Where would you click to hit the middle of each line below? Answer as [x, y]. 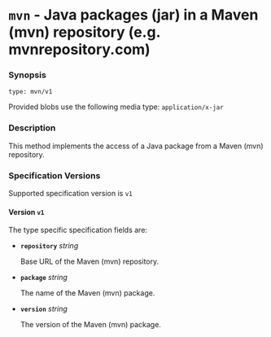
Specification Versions [55, 175]
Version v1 [26, 212]
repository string [49, 246]
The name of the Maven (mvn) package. [87, 293]
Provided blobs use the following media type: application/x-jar [116, 107]
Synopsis [27, 75]
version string [44, 309]
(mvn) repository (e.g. [85, 32]
